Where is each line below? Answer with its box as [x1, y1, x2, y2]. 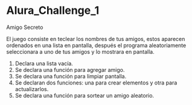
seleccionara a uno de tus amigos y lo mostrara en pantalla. [6, 48, 155, 55]
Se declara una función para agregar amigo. [14, 66, 125, 73]
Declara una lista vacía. [14, 60, 74, 67]
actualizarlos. [14, 85, 49, 92]
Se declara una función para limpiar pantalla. [14, 72, 127, 80]
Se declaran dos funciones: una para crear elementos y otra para [14, 79, 178, 86]
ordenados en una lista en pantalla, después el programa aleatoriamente [6, 42, 187, 49]
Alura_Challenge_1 [6, 4, 100, 17]
